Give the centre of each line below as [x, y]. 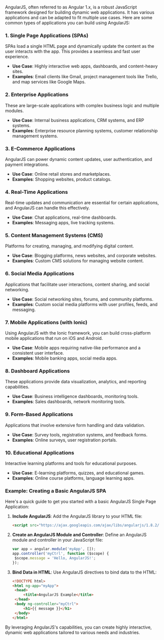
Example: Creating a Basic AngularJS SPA [56, 490]
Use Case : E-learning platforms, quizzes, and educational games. [78, 473]
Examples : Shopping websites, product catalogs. [62, 179]
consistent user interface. [38, 353]
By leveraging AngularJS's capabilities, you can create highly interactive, [78, 627]
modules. [14, 111]
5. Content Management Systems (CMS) [54, 236]
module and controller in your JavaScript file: [58, 540]
